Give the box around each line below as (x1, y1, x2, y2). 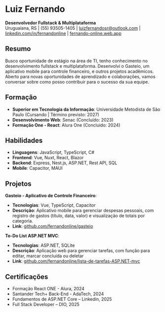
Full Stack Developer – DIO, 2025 (12, 302, 80, 307)
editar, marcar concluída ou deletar (12, 253, 84, 259)
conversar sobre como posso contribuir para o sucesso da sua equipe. (5, 79, 149, 85)
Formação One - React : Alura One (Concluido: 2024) (12, 122, 121, 128)
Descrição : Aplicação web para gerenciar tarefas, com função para (12, 248, 150, 254)
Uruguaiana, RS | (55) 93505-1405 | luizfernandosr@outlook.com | (5, 25, 141, 31)
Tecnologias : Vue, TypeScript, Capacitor (12, 202, 96, 208)
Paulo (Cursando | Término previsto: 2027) (12, 111, 100, 117)
